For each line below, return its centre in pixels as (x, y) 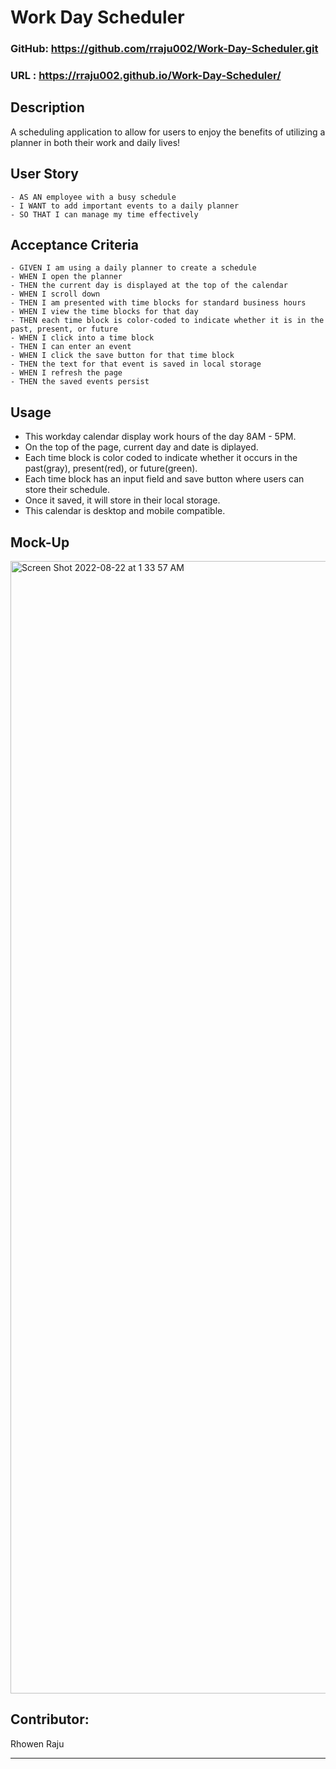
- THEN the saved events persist (80, 382)
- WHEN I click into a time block (82, 338)
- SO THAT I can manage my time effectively (104, 214)
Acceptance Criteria (74, 245)
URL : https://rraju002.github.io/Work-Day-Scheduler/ (146, 76)
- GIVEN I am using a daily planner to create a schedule (133, 268)
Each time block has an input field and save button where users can (164, 479)
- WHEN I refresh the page (66, 373)
